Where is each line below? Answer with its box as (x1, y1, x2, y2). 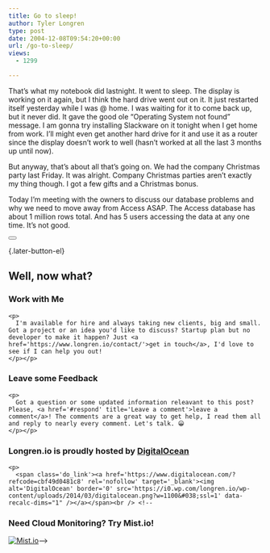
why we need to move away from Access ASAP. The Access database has (8, 203, 255, 212)
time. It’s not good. (8, 220, 70, 230)
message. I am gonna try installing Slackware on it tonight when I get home (8, 120, 258, 130)
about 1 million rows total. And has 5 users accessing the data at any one (8, 212, 250, 221)
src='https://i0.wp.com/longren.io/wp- (116, 485, 251, 493)
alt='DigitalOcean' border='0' (8, 485, 114, 493)
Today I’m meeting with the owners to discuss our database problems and (8, 195, 254, 204)
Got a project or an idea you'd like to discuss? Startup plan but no (8, 326, 251, 334)
